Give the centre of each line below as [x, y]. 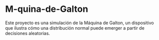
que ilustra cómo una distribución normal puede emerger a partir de [75, 28]
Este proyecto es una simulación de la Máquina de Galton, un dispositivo [79, 23]
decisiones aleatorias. [28, 33]
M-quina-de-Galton [47, 9]
